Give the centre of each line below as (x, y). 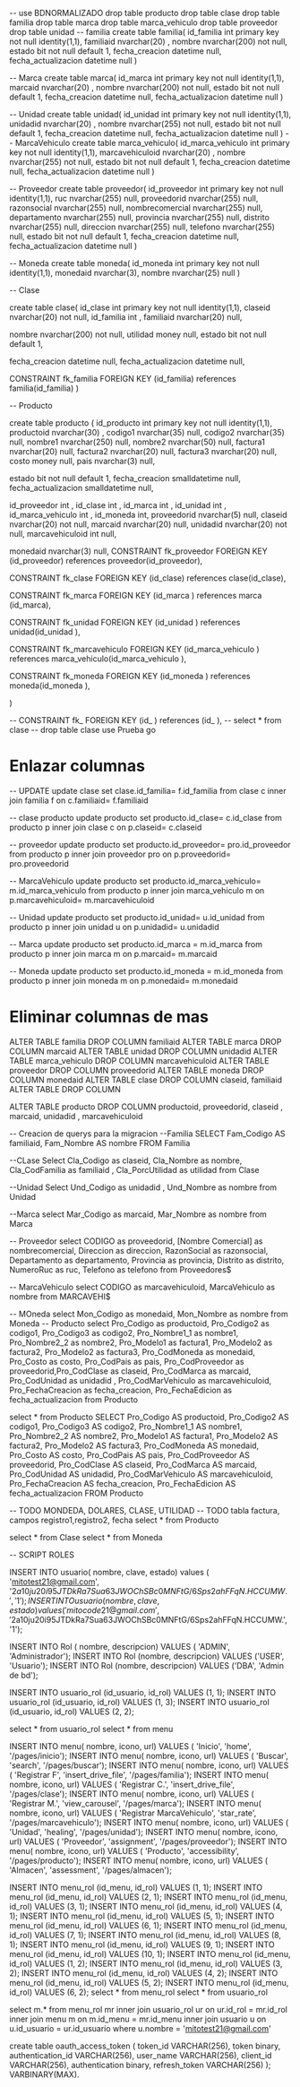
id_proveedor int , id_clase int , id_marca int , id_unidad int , (118, 505)
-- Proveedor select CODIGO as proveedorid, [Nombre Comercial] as (136, 1241)
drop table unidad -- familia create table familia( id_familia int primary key (144, 32)
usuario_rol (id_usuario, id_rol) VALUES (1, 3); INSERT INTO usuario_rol (140, 1702)
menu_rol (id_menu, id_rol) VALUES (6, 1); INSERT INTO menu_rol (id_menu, (149, 1925)
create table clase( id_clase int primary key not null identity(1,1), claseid (140, 307)
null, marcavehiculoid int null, (63, 534)
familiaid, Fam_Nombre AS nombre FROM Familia (100, 1143)
